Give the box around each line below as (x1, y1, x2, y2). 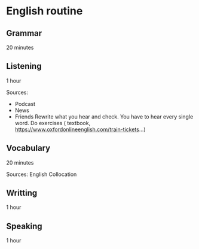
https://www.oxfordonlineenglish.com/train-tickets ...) (14, 126, 146, 133)
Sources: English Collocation (6, 171, 77, 178)
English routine (6, 4, 83, 18)
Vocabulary (6, 143, 51, 153)
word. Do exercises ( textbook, (14, 119, 91, 126)
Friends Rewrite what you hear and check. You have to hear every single (14, 113, 194, 120)
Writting (6, 188, 38, 198)
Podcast (14, 100, 36, 107)
